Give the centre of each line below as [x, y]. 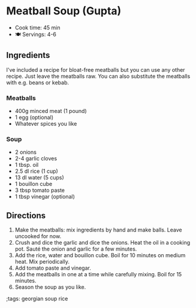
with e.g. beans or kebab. [38, 83]
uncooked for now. [38, 236]
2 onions [26, 152]
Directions [26, 216]
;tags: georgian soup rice [37, 299]
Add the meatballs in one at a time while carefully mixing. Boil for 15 [98, 275]
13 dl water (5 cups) [39, 178]
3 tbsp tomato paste [40, 190]
